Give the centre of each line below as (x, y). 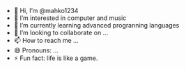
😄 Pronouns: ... (36, 50)
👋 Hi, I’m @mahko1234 (46, 11)
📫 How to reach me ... (46, 40)
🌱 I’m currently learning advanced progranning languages (96, 25)
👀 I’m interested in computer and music (70, 18)
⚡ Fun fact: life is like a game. (56, 58)
